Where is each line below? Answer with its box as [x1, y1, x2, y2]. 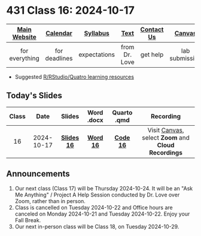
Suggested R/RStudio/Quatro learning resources [14, 73, 135, 80]
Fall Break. [14, 216, 41, 223]
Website [12, 32, 37, 41]
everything [9, 54, 40, 62]
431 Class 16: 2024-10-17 [6, 4, 135, 17]
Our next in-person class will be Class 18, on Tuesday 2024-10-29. [14, 223, 179, 230]
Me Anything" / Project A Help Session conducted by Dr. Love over [14, 191, 180, 198]
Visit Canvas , [147, 126, 184, 134]
